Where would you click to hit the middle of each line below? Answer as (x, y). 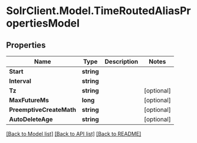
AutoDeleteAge (31, 119)
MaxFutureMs (29, 100)
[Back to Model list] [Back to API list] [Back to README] (74, 134)
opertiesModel (43, 23)
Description (122, 61)
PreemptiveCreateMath (43, 110)
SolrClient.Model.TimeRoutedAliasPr (98, 11)
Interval (20, 81)
